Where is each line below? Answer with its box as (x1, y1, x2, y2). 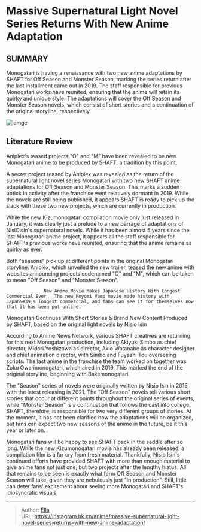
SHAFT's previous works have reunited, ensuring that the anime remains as (6, 239, 192, 246)
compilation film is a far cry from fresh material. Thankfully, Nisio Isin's (6, 451, 181, 458)
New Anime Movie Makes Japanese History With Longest (44, 288, 181, 294)
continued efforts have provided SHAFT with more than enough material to (6, 457, 190, 464)
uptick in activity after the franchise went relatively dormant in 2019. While (6, 189, 189, 197)
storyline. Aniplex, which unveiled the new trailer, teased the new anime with (6, 264, 194, 271)
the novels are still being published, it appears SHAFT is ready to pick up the (6, 196, 194, 203)
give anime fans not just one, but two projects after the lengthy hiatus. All (6, 463, 187, 471)
